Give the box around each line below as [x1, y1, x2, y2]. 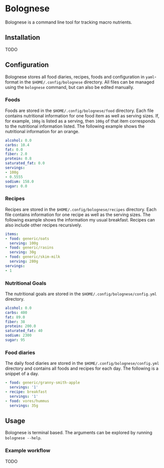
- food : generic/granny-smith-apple [5, 380, 80, 385]
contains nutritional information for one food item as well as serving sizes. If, [5, 112, 160, 118]
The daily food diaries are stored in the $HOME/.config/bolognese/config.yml [5, 360, 160, 366]
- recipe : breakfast [5, 389, 48, 394]
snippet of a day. [5, 371, 39, 377]
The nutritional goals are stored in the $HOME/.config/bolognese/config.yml [5, 291, 157, 297]
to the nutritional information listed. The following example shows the [5, 123, 145, 129]
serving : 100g [9, 241, 38, 246]
